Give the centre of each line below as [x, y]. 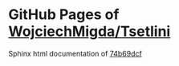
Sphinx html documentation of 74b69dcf [75, 53]
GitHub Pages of [64, 15]
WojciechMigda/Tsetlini [89, 31]
